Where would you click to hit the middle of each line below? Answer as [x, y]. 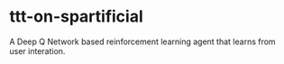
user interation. [37, 50]
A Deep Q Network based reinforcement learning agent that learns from [143, 41]
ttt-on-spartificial [77, 17]
